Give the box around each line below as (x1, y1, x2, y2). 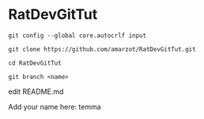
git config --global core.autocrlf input (8, 32, 147, 39)
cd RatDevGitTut (8, 59, 62, 67)
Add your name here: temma (8, 102, 101, 111)
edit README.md (8, 87, 64, 96)
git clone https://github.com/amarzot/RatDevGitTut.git (8, 45, 196, 53)
